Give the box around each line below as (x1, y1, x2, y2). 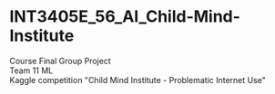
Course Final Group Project (9, 55, 111, 66)
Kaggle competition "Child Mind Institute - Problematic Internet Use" (9, 74, 267, 85)
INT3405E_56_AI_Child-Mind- (9, 6, 241, 27)
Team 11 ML (9, 65, 54, 76)
